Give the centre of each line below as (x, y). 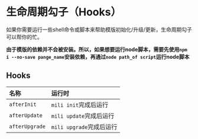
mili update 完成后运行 (83, 115)
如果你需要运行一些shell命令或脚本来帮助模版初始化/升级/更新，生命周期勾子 (99, 29)
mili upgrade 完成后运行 (84, 127)
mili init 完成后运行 (79, 105)
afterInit (23, 104)
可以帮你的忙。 (24, 37)
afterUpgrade (27, 126)
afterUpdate (26, 115)
